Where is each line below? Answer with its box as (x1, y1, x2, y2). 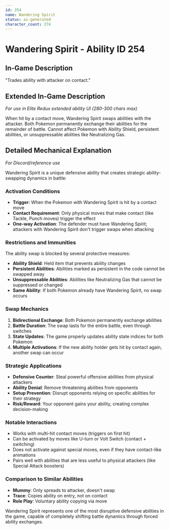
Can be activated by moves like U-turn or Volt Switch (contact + (12, 436, 147, 442)
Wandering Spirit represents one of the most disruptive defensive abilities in (5, 508, 164, 514)
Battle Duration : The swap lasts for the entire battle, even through (12, 322, 151, 329)
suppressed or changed (12, 282, 63, 288)
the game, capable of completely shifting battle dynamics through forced (5, 513, 158, 519)
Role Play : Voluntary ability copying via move (12, 498, 108, 504)
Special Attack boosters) (12, 463, 64, 469)
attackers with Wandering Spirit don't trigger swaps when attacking (12, 226, 154, 232)
